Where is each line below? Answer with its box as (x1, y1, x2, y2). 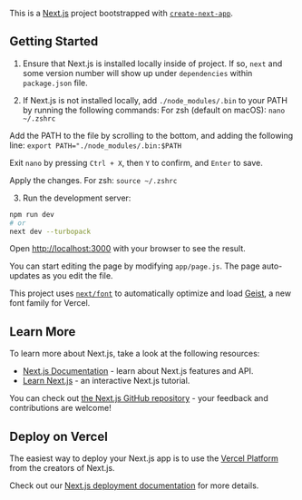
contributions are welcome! (9, 403, 112, 414)
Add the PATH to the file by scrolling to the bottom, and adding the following (9, 130, 294, 141)
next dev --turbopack (9, 227, 92, 236)
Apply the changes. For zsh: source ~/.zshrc (9, 174, 178, 185)
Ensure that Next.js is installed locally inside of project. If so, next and (22, 58, 283, 69)
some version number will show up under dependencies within (22, 67, 253, 78)
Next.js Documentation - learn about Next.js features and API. (22, 366, 254, 377)
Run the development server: (22, 192, 132, 203)
